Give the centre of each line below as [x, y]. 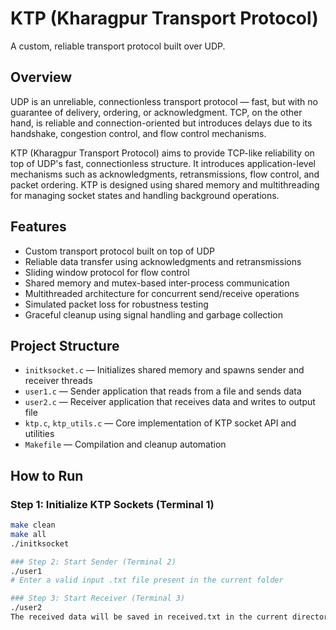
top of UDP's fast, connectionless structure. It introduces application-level [163, 163]
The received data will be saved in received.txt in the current [149, 617]
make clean [33, 525]
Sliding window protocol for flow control [107, 272]
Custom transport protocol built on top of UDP [119, 251]
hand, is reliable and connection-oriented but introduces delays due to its [161, 123]
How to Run [47, 475]
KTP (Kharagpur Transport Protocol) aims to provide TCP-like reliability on [162, 153]
